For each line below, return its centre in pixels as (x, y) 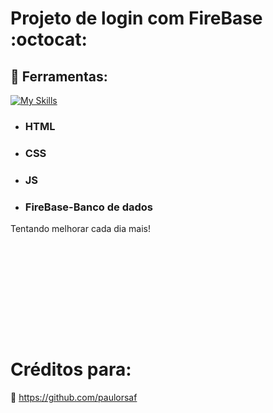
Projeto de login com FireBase (136, 18)
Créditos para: (71, 369)
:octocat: (49, 39)
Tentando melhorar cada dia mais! (80, 229)
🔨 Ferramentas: (59, 76)
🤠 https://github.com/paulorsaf (74, 397)
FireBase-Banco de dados (89, 207)
